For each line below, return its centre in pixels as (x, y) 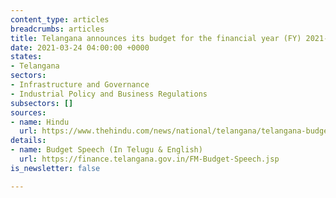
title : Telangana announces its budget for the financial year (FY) (156, 38)
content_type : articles (60, 19)
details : (28, 141)
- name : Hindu (40, 122)
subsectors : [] (42, 103)
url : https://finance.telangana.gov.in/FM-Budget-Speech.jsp (149, 159)
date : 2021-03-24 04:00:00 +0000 (80, 47)
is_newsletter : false (55, 168)
